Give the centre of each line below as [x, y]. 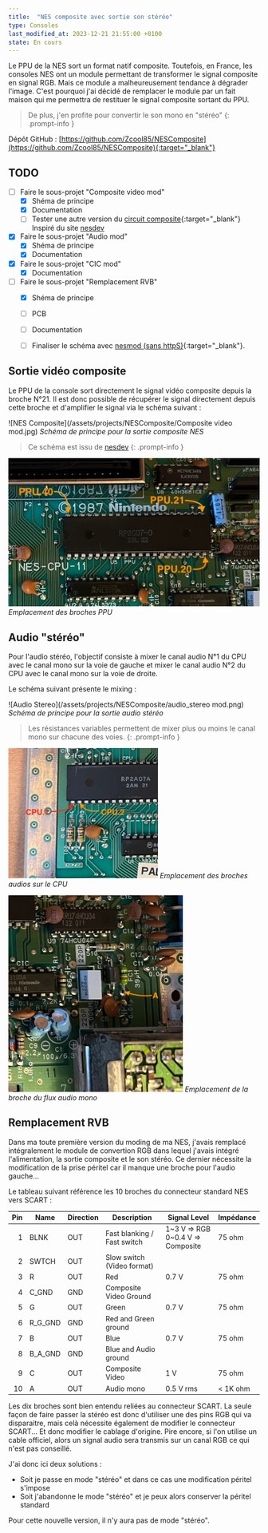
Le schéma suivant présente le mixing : [73, 689]
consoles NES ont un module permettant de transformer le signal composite [133, 74]
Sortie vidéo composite [67, 371]
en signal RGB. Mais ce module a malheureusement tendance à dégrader [128, 83]
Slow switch [125, 1257]
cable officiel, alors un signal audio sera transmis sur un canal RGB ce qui [129, 1440]
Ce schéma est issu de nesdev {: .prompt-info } [106, 446]
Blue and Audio [130, 1349]
